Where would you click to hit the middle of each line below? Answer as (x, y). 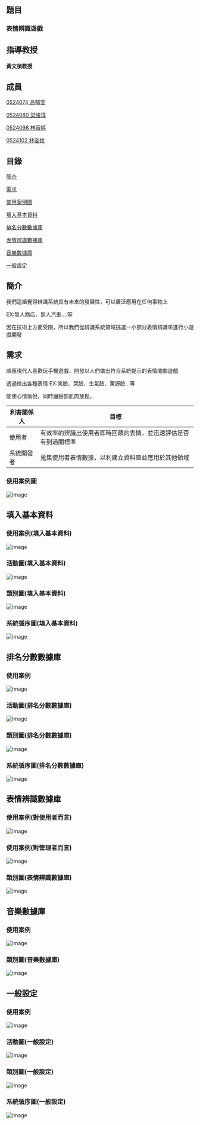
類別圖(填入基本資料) (36, 593)
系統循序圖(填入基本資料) (42, 624)
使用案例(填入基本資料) (39, 534)
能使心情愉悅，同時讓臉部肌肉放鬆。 (51, 396)
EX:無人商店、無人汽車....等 (40, 314)
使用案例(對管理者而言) (39, 848)
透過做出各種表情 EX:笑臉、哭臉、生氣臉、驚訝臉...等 (71, 383)
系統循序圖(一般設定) (36, 1102)
